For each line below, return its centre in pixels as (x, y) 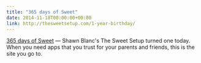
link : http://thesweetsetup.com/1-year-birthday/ (71, 23)
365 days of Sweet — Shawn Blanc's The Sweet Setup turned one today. (98, 41)
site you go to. (25, 54)
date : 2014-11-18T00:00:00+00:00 (49, 18)
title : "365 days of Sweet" (42, 12)
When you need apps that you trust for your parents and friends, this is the (100, 47)
